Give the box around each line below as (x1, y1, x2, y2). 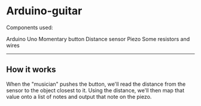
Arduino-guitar (6, 4, 83, 18)
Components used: (6, 24, 53, 31)
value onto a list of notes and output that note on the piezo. (6, 93, 152, 100)
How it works (6, 64, 56, 75)
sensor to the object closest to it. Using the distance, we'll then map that (6, 86, 184, 93)
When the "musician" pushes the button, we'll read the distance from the (6, 80, 186, 88)
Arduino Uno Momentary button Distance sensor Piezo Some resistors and (6, 35, 190, 42)
